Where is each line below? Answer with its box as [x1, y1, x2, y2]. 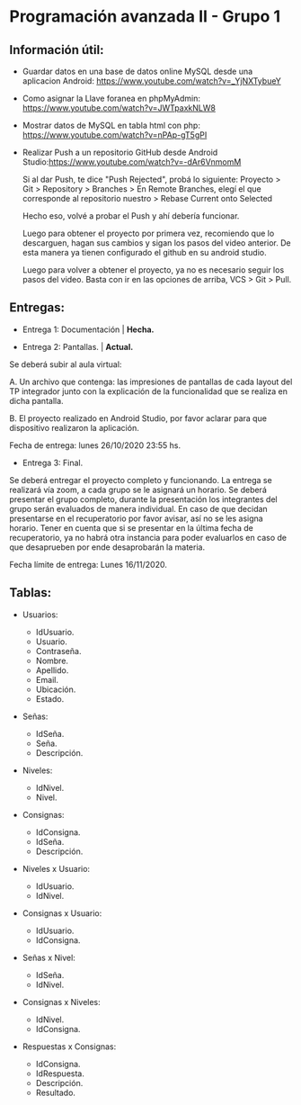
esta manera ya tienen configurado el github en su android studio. [22, 247, 267, 257]
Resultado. [35, 1087, 76, 1098]
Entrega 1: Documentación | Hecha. [22, 324, 155, 335]
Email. [35, 674, 58, 685]
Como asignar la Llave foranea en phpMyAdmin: [22, 93, 200, 103]
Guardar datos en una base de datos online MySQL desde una [22, 66, 253, 76]
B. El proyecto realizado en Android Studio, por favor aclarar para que [9, 412, 268, 424]
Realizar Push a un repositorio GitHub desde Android [22, 147, 218, 157]
